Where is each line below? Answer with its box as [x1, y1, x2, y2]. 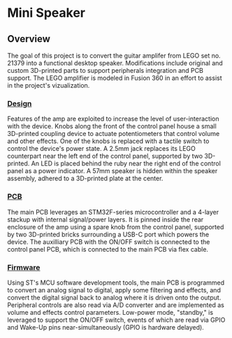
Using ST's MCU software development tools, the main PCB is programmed [7, 278, 225, 287]
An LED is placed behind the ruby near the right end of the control [31, 159, 222, 168]
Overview [7, 33, 51, 45]
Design [7, 98, 32, 108]
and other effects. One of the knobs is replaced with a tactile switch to [7, 137, 210, 145]
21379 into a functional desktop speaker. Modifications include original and [7, 59, 224, 67]
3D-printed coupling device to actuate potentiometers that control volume [7, 130, 220, 138]
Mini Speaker [7, 5, 86, 21]
